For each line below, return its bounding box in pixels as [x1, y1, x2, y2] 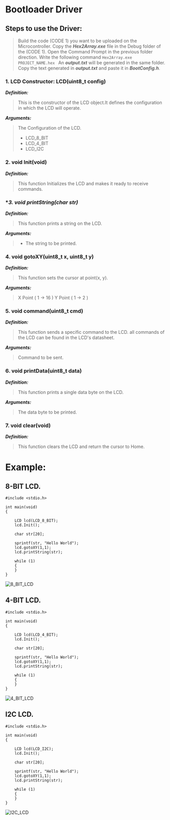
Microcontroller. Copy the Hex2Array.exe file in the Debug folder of [17, 43, 161, 49]
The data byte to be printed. [17, 409, 77, 415]
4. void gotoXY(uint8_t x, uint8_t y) [5, 253, 94, 260]
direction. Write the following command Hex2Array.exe [17, 54, 132, 60]
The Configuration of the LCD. [17, 125, 81, 131]
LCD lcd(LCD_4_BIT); [14, 632, 58, 637]
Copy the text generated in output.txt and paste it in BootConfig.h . [17, 65, 160, 71]
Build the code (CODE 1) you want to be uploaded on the [17, 38, 137, 44]
